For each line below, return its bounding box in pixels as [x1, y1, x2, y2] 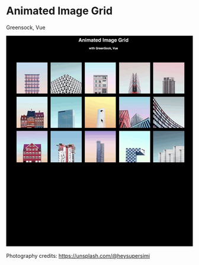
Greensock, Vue [6, 24, 46, 31]
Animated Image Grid [6, 4, 113, 18]
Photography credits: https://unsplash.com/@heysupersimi [6, 252, 150, 259]
